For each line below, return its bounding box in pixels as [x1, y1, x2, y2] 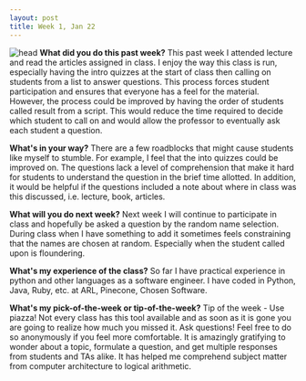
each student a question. [9, 124, 103, 135]
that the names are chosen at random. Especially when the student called [9, 238, 285, 249]
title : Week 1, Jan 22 [9, 22, 96, 31]
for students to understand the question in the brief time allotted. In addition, [9, 171, 296, 183]
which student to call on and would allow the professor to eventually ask [9, 115, 280, 126]
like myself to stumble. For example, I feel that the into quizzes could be [9, 152, 279, 163]
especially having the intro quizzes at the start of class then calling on [9, 66, 271, 78]
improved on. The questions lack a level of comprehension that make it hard [9, 162, 294, 173]
